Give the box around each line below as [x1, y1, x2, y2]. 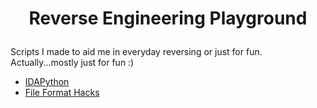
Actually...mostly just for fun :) [10, 57, 135, 69]
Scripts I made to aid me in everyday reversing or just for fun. [10, 46, 263, 58]
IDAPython [24, 76, 70, 88]
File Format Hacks [24, 87, 100, 99]
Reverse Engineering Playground [28, 7, 308, 30]
